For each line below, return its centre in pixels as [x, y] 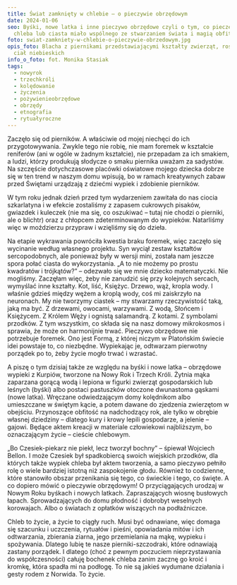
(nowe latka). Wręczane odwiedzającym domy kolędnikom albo [99, 397]
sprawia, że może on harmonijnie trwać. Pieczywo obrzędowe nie [103, 331]
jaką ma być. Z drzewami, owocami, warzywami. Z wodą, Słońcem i [105, 308]
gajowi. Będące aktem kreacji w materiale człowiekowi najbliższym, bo [110, 426]
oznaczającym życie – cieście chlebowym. [69, 434]
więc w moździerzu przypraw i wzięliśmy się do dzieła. [87, 227]
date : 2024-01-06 [33, 20]
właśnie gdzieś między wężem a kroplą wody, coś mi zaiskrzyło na [104, 293]
